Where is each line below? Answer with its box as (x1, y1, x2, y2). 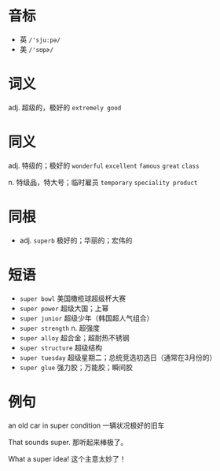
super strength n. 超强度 (19, 323, 101, 332)
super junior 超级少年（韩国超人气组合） (19, 313, 154, 323)
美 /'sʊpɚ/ (19, 44, 53, 54)
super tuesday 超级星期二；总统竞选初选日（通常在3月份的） (19, 352, 217, 362)
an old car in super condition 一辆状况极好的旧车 (8, 421, 165, 430)
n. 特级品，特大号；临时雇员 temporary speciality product (8, 177, 198, 187)
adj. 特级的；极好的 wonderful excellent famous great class (8, 161, 200, 170)
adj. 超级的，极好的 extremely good (8, 102, 122, 112)
